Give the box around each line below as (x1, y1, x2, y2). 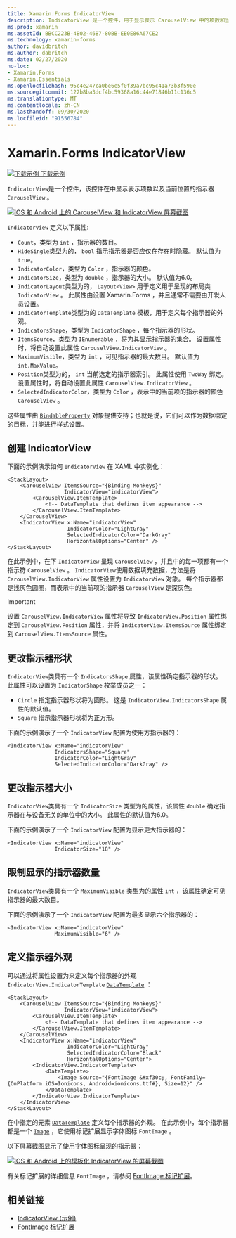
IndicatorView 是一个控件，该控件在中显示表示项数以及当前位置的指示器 (7, 184, 215, 193)
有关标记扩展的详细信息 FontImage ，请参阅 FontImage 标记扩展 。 (7, 1171, 197, 1180)
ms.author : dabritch (7, 50, 68, 57)
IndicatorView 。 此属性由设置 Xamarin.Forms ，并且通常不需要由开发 (17, 290, 220, 299)
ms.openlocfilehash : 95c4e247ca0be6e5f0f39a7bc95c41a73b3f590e (7, 82, 197, 89)
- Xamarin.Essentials (7, 75, 71, 83)
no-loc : (7, 63, 30, 70)
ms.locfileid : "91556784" (7, 115, 83, 122)
